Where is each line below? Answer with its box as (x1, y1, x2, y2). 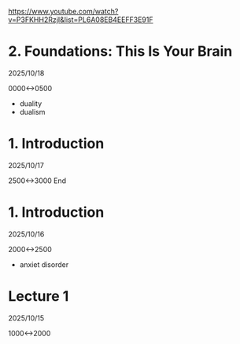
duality (19, 98, 42, 108)
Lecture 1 (8, 287, 69, 305)
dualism (19, 107, 46, 116)
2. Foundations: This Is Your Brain (8, 42, 233, 60)
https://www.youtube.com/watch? (8, 7, 119, 16)
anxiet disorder (19, 259, 69, 269)
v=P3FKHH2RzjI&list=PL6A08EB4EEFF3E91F (8, 15, 153, 24)
